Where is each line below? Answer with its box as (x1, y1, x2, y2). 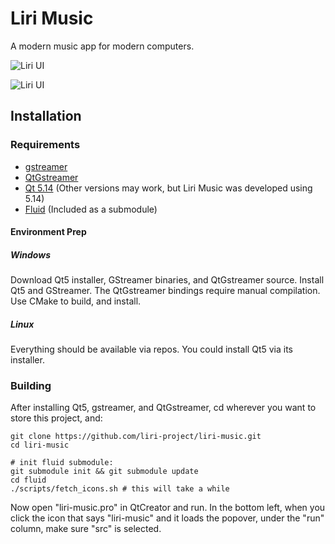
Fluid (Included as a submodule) (24, 203, 158, 215)
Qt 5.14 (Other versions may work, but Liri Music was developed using (24, 182, 313, 194)
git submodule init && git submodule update (10, 467, 199, 477)
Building (10, 379, 52, 393)
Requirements (10, 138, 81, 152)
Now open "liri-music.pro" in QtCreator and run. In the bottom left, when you (10, 502, 326, 514)
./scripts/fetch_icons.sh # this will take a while (10, 484, 230, 494)
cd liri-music (10, 440, 70, 451)
